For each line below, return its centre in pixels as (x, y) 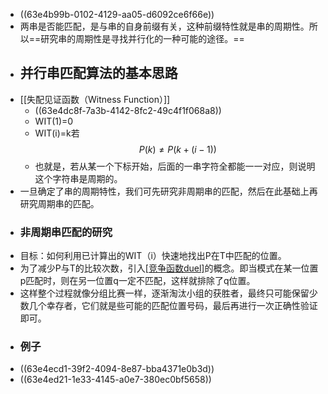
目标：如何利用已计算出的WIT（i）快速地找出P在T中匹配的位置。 (153, 256)
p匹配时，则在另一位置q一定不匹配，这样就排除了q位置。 (137, 281)
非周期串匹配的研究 (66, 232)
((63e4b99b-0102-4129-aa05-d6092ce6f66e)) (117, 14)
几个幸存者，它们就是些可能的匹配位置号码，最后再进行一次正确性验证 (173, 306)
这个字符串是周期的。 (78, 178)
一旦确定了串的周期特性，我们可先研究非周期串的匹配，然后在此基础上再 (168, 191)
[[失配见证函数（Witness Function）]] (95, 99)
